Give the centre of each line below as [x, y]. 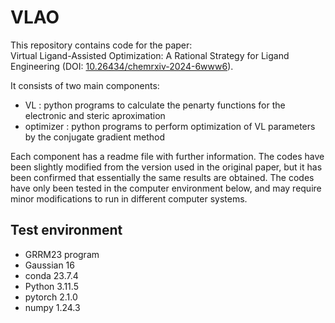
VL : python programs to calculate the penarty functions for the [155, 105]
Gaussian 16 [49, 265]
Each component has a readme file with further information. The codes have [167, 156]
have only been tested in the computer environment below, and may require [166, 188]
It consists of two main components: [85, 85]
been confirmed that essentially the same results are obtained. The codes [162, 177]
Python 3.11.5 [51, 286]
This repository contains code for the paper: [101, 45]
